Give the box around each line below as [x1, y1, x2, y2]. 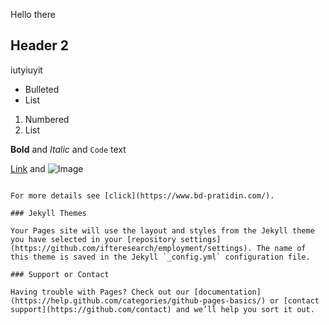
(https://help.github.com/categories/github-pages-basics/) [10, 295, 267, 306]
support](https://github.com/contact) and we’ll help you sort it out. [10, 304, 315, 314]
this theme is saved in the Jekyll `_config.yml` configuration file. [10, 252, 311, 262]
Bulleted [24, 83, 60, 95]
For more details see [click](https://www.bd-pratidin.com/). [10, 190, 275, 201]
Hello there [10, 9, 56, 20]
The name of [256, 243, 307, 253]
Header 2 [10, 37, 70, 54]
